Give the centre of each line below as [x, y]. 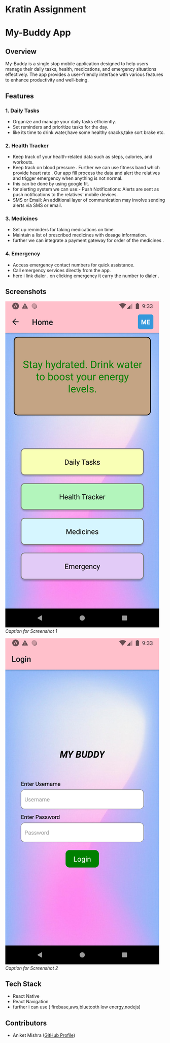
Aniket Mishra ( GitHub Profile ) [44, 1035]
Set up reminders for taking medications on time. [64, 230]
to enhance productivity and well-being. [47, 80]
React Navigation [30, 1002]
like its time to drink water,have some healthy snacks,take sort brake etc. [89, 132]
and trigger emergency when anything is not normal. [67, 178]
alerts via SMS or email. [37, 205]
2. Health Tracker [27, 145]
